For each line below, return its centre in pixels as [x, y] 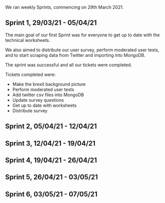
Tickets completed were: [31, 74]
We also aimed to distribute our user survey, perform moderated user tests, [82, 50]
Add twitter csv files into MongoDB [48, 95]
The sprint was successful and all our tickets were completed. [69, 65]
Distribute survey [30, 110]
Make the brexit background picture [49, 84]
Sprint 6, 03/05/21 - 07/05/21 [51, 194]
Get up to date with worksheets [44, 105]
